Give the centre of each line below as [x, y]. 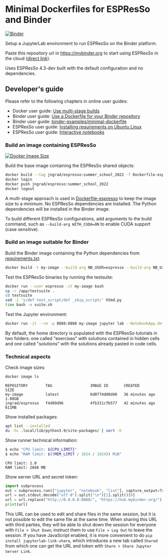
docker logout [20, 188]
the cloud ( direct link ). [28, 58]
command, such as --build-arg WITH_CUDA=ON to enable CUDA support [78, 224]
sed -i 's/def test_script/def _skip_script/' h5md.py [63, 300]
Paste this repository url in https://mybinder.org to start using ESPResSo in [82, 53]
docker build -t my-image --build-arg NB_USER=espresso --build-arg [78, 267]
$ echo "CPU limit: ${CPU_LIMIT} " [41, 449]
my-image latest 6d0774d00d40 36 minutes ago [80, 394]
